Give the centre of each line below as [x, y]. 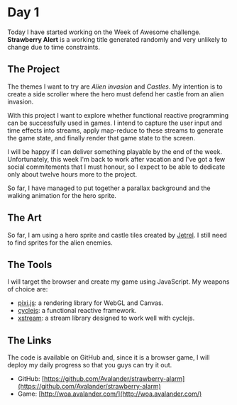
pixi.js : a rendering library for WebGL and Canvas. [90, 303]
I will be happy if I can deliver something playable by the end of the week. [115, 151]
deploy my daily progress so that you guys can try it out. [90, 365]
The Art [24, 218]
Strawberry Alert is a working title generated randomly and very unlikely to [117, 39]
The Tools [30, 264]
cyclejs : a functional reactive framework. [77, 311]
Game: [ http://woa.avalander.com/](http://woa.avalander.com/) [110, 394]
